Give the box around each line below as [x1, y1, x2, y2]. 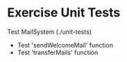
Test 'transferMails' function [17, 48, 99, 56]
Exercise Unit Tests [7, 5, 121, 21]
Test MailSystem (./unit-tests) [7, 28, 92, 36]
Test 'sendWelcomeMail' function [17, 41, 113, 49]
